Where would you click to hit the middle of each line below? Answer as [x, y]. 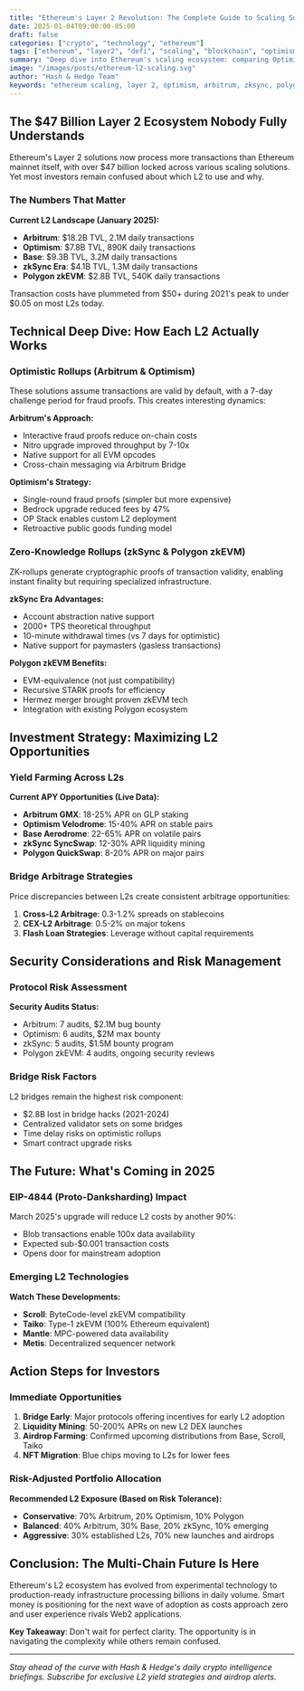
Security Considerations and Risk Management [146, 961]
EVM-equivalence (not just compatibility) [99, 680]
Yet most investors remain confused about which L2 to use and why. [137, 176]
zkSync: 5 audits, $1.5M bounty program [98, 1044]
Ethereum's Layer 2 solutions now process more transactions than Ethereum [152, 157]
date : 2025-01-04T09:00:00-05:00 [72, 26]
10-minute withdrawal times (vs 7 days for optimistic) [121, 635]
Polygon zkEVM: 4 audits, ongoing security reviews [119, 1053]
